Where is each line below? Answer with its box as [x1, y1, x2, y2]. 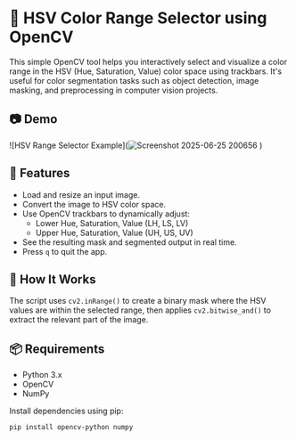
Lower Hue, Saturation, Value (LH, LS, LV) [35, 217, 189, 228]
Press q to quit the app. [21, 246, 108, 257]
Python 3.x [21, 370, 62, 380]
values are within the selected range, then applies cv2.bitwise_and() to [9, 305, 272, 315]
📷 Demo [9, 111, 58, 127]
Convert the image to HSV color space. [21, 199, 167, 209]
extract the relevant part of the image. [9, 314, 149, 325]
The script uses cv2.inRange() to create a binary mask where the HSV [9, 296, 267, 306]
